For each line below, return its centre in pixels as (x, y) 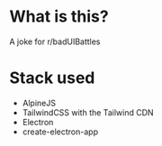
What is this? (59, 17)
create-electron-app (60, 132)
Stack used (52, 78)
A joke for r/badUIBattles (55, 41)
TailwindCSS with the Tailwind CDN (88, 112)
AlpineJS (39, 103)
